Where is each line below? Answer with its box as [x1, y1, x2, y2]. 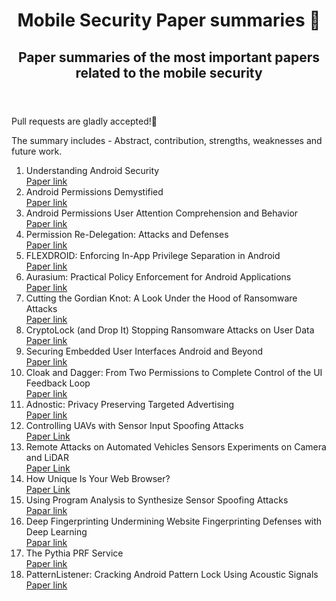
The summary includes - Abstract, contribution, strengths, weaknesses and [11, 134, 323, 146]
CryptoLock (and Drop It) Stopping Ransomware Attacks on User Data [25, 324, 315, 336]
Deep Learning [25, 525, 88, 538]
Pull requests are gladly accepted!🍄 [11, 115, 158, 127]
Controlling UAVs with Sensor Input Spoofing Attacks [25, 419, 244, 431]
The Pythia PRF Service [25, 547, 124, 559]
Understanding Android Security [25, 164, 160, 176]
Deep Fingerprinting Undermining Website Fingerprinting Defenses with [25, 515, 323, 527]
